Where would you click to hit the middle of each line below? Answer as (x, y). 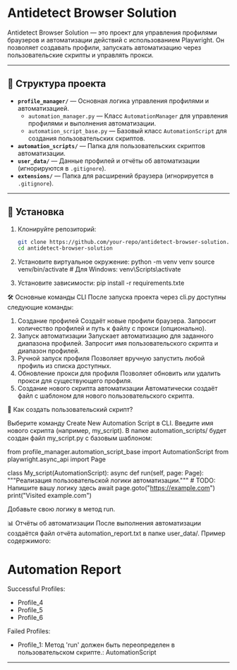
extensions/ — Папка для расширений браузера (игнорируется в (115, 176)
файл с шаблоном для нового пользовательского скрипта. (106, 396)
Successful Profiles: (36, 589)
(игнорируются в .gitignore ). (62, 168)
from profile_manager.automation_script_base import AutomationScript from (118, 452)
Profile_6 (30, 618)
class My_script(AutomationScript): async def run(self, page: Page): (106, 473)
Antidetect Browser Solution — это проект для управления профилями (112, 32)
